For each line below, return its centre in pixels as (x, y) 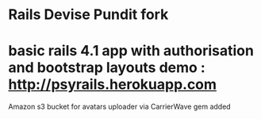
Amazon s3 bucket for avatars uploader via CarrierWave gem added (120, 107)
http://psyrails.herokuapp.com (112, 84)
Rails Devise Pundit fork (88, 15)
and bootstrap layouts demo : (107, 68)
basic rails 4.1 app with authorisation (131, 51)
